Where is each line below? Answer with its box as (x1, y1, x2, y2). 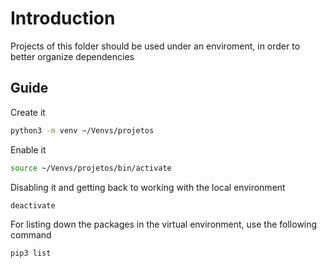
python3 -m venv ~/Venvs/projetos (10, 125, 155, 136)
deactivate (10, 200, 56, 211)
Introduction (10, 7, 116, 30)
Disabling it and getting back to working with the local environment (10, 181, 286, 193)
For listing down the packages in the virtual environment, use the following (10, 218, 318, 231)
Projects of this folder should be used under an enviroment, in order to (10, 40, 301, 52)
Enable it (10, 143, 47, 156)
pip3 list (10, 248, 52, 259)
